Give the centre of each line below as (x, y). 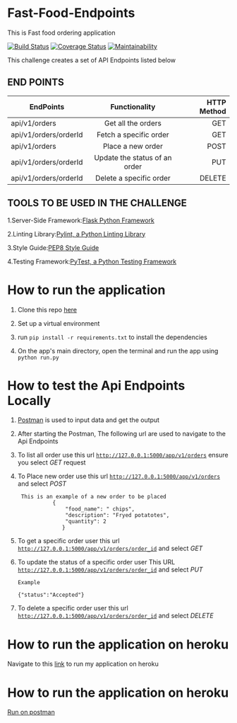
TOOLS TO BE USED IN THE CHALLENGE (97, 203)
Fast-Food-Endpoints (71, 13)
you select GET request (51, 462)
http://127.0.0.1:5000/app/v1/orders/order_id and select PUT (110, 570)
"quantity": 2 (86, 522)
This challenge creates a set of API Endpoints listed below (92, 60)
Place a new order (133, 146)
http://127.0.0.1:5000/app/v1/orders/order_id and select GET (110, 548)
